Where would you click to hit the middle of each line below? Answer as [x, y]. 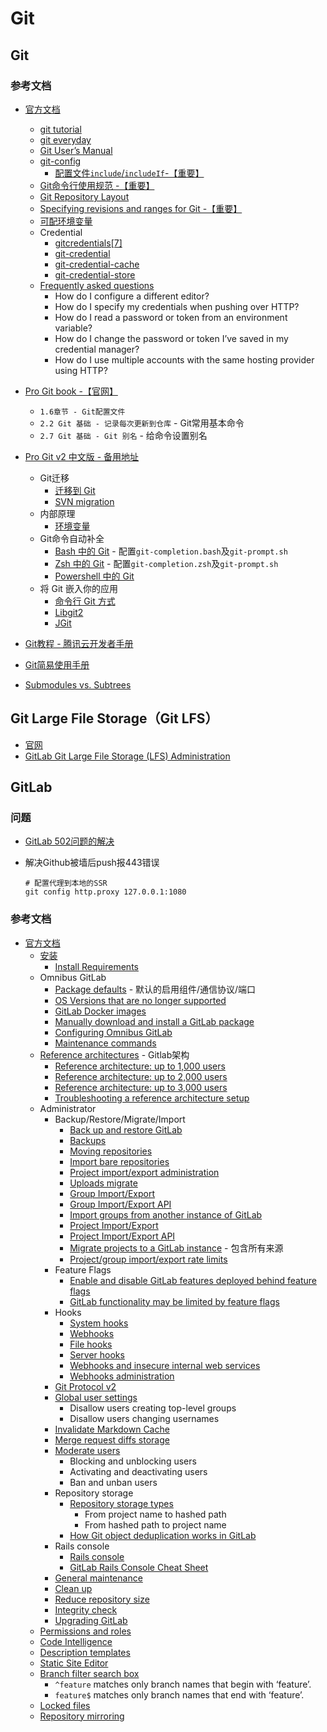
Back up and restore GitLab [126, 1129]
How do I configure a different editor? [132, 296]
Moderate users [87, 1450]
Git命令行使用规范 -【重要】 [97, 185]
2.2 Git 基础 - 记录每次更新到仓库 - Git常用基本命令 [142, 423]
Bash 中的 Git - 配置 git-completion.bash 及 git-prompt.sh [171, 551]
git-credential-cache [97, 264]
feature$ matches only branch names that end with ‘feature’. [179, 1694]
